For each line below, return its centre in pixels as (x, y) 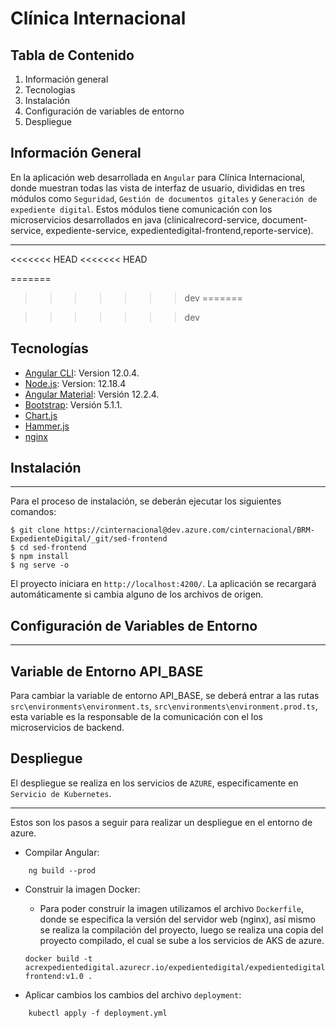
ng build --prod (62, 870)
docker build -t (58, 958)
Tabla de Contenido (72, 55)
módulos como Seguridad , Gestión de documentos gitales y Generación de (164, 198)
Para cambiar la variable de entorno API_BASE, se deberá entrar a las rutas (165, 696)
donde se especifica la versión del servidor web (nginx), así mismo (177, 919)
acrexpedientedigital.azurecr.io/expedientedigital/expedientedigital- (177, 967)
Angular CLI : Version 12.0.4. (82, 373)
